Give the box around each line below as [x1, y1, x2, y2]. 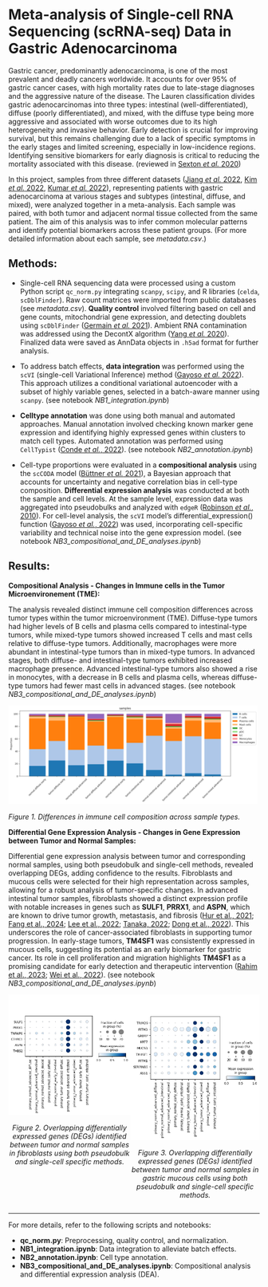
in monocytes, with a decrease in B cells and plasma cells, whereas [8, 672, 230, 682]
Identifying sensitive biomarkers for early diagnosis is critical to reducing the [8, 150, 260, 160]
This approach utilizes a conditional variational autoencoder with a [19, 378, 238, 388]
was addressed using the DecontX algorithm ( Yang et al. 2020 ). [19, 329, 230, 338]
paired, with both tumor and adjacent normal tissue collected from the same [8, 208, 258, 218]
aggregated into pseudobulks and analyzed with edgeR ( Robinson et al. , [19, 502, 254, 512]
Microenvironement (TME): [8, 588, 100, 599]
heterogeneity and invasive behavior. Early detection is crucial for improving [8, 125, 258, 135]
